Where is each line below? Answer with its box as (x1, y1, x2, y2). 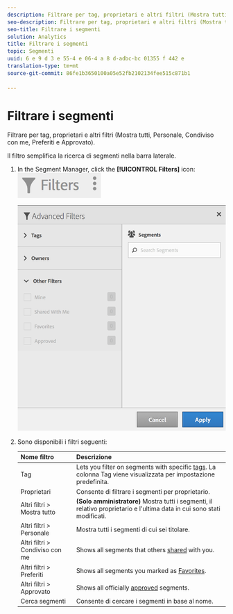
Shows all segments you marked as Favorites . (76, 567, 207, 575)
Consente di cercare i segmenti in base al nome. (76, 597, 214, 606)
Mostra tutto (20, 508, 55, 517)
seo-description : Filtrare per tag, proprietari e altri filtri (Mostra (7, 18, 222, 26)
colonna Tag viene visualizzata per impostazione (76, 470, 215, 479)
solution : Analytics (7, 33, 67, 40)
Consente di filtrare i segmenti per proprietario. (76, 487, 210, 496)
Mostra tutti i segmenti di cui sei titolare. (76, 525, 190, 533)
